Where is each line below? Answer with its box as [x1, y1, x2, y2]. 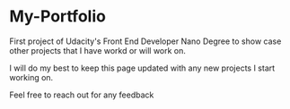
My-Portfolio [9, 6, 106, 27]
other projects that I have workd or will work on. [9, 45, 187, 55]
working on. [9, 71, 54, 82]
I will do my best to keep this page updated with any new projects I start [9, 63, 276, 73]
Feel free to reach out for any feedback [9, 89, 154, 100]
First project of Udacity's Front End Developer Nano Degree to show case [9, 36, 282, 46]
